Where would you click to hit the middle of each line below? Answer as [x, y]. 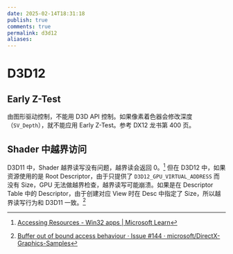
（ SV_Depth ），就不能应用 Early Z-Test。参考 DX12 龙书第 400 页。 [101, 125]
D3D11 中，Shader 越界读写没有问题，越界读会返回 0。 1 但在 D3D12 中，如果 [116, 167]
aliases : [20, 39]
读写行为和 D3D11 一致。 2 [50, 201]
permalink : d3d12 [32, 33]
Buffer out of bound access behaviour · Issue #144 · [91, 236]
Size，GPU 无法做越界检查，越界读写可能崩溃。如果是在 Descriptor [117, 185]
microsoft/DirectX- [193, 236]
